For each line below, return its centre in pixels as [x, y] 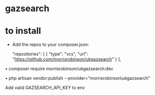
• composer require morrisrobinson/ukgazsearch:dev [59, 69]
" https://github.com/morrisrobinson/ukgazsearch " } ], [67, 59]
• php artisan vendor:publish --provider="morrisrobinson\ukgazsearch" [78, 78]
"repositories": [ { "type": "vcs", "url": [50, 54]
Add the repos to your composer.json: [51, 45]
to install [23, 31]
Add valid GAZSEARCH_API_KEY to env [45, 88]
